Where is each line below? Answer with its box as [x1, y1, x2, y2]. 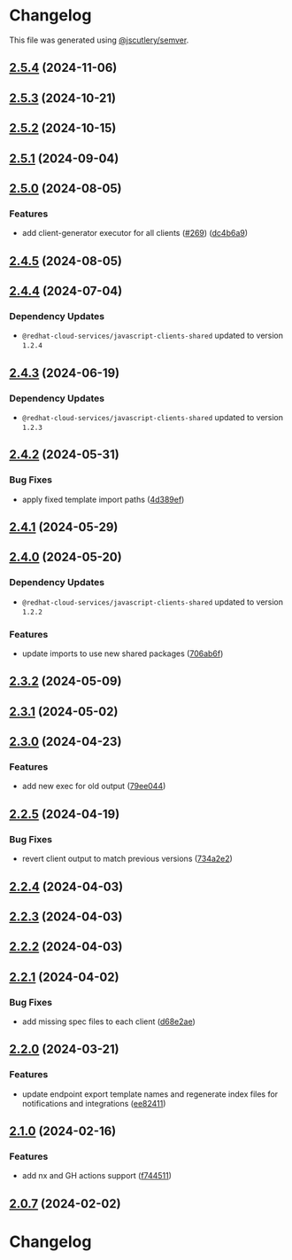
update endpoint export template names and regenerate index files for [21, 1088, 279, 1100]
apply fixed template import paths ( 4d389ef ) [21, 494, 185, 505]
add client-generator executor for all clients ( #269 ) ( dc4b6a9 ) [21, 228, 249, 239]
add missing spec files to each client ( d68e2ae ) [21, 1016, 196, 1027]
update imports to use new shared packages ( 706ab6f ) [21, 648, 224, 659]
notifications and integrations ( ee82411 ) [21, 1098, 166, 1108]
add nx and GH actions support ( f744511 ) [21, 1170, 173, 1181]
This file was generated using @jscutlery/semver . [9, 35, 189, 45]
